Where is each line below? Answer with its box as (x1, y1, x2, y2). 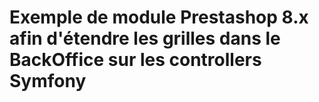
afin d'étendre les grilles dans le (9, 27, 281, 50)
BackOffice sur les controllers (9, 49, 262, 71)
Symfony (9, 70, 87, 93)
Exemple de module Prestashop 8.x (9, 6, 309, 29)
